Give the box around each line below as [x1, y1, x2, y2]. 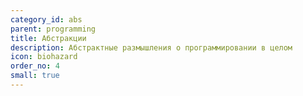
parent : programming [10, 24, 97, 34]
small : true [10, 71, 60, 81]
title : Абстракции [10, 33, 87, 43]
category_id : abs [10, 14, 83, 25]
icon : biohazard [10, 52, 78, 62]
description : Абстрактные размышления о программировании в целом [10, 42, 293, 53]
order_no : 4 [10, 61, 60, 71]
